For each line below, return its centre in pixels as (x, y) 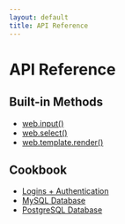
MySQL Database (54, 201)
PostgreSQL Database (62, 210)
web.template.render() (62, 142)
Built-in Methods (56, 102)
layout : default (39, 17)
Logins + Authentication (65, 191)
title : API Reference (49, 26)
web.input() (43, 123)
